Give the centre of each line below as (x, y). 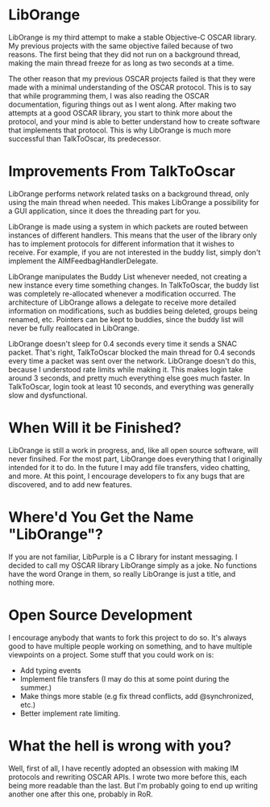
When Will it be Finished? (95, 428)
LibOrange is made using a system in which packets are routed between (128, 226)
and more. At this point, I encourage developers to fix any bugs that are (127, 476)
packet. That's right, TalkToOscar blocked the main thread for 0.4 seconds (132, 352)
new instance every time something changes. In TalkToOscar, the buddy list (134, 285)
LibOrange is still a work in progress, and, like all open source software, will (133, 450)
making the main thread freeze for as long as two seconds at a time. (121, 63)
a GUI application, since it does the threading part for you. (105, 211)
